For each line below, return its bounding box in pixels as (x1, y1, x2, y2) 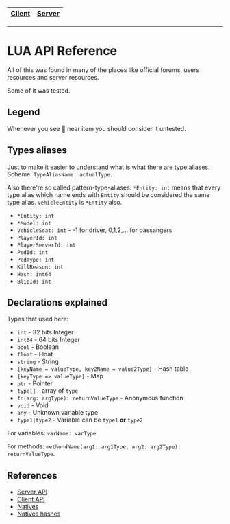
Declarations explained (7, 297, 108, 308)
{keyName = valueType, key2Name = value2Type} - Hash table (16, 365, 189, 373)
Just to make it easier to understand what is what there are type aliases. (7, 163, 210, 171)
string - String (16, 357, 60, 366)
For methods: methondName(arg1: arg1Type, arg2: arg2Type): (7, 442, 181, 451)
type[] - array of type (16, 387, 79, 395)
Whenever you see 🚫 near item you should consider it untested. (7, 124, 186, 133)
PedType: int (16, 256, 55, 263)
